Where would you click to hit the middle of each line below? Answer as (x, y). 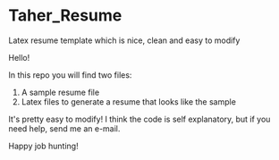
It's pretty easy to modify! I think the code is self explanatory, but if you (139, 119)
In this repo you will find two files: (70, 75)
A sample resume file (60, 92)
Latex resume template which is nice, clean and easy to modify (124, 40)
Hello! (19, 57)
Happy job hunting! (43, 146)
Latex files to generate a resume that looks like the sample (128, 101)
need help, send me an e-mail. (64, 128)
